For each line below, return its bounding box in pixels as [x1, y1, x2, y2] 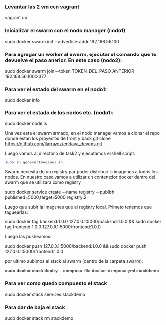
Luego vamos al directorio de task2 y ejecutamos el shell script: [5, 150, 135, 157]
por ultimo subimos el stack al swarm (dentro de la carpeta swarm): [5, 258, 143, 264]
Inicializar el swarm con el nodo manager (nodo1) [5, 27, 126, 34]
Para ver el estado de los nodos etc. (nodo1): [5, 109, 114, 116]
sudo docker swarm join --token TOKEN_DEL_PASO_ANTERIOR [5, 68, 135, 74]
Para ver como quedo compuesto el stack [5, 280, 108, 287]
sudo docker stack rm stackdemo [5, 315, 74, 321]
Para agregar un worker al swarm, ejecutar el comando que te [5, 51, 157, 57]
